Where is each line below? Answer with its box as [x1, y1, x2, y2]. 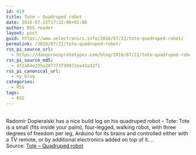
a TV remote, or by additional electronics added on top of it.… [6, 136, 154, 143]
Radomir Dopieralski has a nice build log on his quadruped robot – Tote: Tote [6, 117, 190, 124]
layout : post [6, 30, 38, 36]
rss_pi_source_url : [6, 47, 54, 52]
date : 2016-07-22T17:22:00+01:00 [6, 19, 87, 25]
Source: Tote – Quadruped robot [6, 142, 83, 149]
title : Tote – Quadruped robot [6, 14, 82, 20]
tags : [6, 90, 19, 96]
